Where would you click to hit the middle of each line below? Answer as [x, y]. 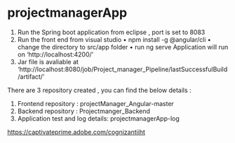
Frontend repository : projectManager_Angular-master [95, 103]
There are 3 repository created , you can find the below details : [99, 90]
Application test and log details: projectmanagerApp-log [99, 118]
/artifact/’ [31, 76]
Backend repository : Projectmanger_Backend [84, 111]
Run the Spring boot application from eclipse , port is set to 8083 [111, 32]
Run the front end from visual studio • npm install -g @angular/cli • [114, 39]
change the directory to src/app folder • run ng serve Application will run [123, 47]
